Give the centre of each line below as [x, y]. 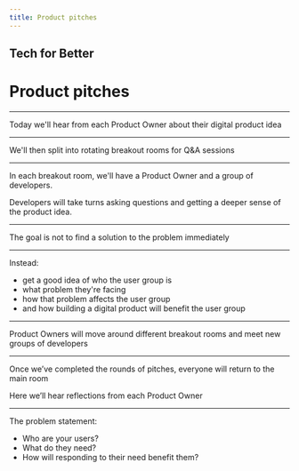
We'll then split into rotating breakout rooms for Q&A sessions [122, 150]
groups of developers [49, 343]
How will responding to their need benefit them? [110, 457]
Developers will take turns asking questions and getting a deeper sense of [145, 202]
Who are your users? [61, 438]
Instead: [24, 262]
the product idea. [41, 212]
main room [29, 378]
